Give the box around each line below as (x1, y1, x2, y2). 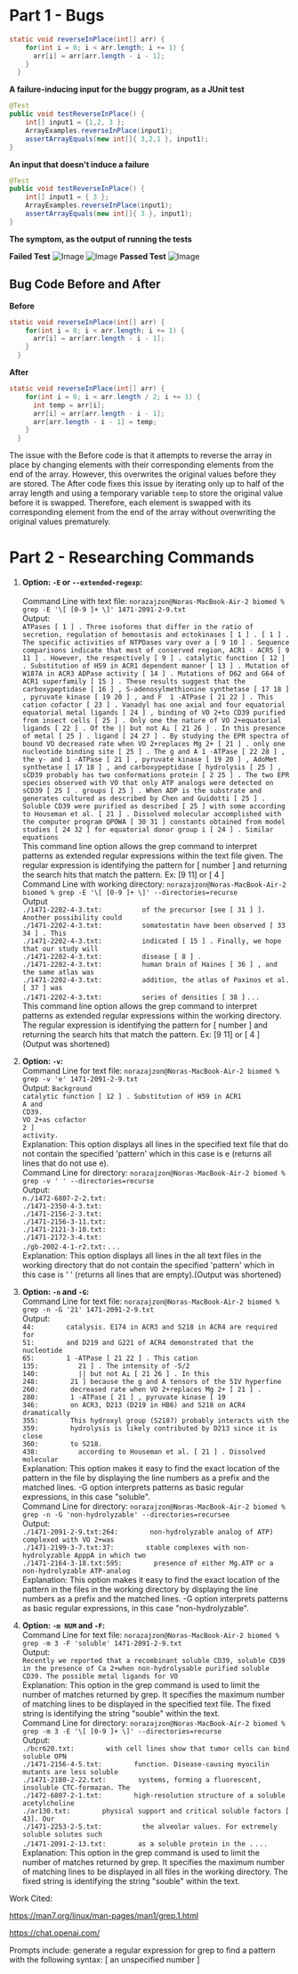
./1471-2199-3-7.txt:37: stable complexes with (21, 1544, 230, 1552)
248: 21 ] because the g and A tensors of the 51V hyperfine (21, 1378, 282, 1387)
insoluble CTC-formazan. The (21, 1783, 131, 1792)
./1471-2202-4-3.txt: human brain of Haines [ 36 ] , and (21, 960, 278, 970)
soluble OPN (21, 1752, 67, 1761)
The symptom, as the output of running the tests (9, 233, 193, 244)
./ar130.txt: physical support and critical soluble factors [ (21, 1806, 290, 1816)
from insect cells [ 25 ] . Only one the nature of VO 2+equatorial (21, 717, 282, 725)
